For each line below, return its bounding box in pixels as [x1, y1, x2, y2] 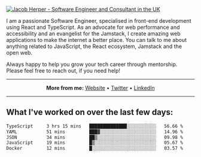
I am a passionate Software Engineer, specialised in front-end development [6, 17, 191, 24]
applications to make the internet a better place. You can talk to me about [6, 37, 187, 43]
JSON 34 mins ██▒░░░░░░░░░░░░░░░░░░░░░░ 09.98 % [6, 134, 184, 140]
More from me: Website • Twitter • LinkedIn [46, 84, 155, 91]
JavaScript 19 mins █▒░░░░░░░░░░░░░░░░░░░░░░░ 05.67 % [6, 140, 184, 146]
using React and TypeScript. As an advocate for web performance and [6, 24, 181, 31]
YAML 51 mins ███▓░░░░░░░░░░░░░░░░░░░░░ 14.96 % [6, 129, 184, 135]
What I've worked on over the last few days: [6, 107, 173, 117]
